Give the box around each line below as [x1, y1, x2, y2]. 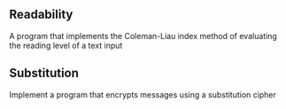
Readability [9, 7, 73, 22]
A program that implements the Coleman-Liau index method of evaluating [9, 30, 277, 41]
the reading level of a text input [9, 40, 123, 51]
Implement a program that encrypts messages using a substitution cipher [9, 89, 276, 100]
